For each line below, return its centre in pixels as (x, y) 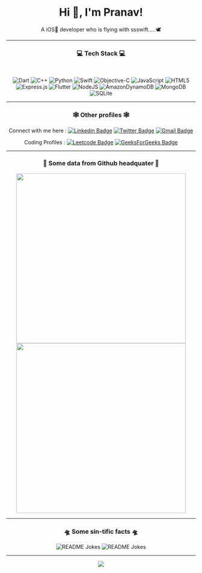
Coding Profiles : (44, 142)
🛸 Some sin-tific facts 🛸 (101, 531)
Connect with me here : (38, 130)
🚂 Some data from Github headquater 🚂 (101, 164)
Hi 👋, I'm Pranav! (101, 12)
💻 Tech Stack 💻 (101, 53)
